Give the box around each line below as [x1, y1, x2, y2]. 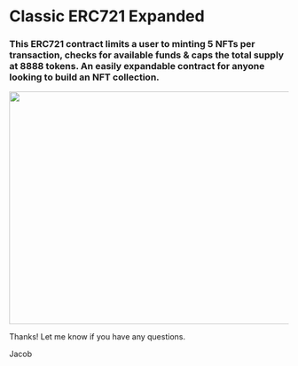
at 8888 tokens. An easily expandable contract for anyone [9, 60, 265, 73]
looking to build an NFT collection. [9, 71, 160, 83]
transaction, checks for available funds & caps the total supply [9, 49, 285, 61]
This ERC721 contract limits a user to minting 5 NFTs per [9, 38, 255, 51]
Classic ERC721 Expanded [9, 6, 206, 27]
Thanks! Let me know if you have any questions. [9, 331, 186, 342]
